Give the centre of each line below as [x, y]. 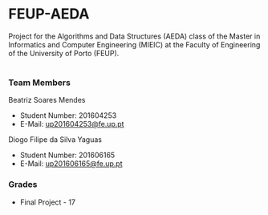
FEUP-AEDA [49, 14]
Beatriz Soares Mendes [47, 100]
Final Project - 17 [48, 202]
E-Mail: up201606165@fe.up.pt [71, 164]
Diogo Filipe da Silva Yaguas [55, 140]
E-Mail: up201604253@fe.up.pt [72, 124]
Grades [23, 185]
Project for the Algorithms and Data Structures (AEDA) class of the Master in [134, 36]
